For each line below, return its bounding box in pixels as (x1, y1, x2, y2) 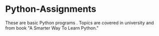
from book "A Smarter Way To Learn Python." (5, 25, 99, 31)
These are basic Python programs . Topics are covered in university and (5, 20, 154, 26)
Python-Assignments (5, 3, 97, 15)
